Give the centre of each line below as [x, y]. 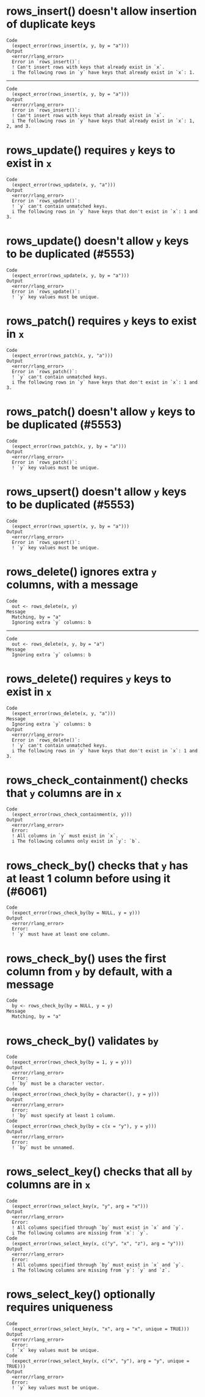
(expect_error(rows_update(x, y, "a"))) [64, 185]
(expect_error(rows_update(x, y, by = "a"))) [71, 276]
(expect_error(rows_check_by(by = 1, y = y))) [72, 1062]
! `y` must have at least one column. [61, 934]
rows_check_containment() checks [97, 780]
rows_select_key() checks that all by [99, 1172]
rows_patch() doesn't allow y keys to [101, 411]
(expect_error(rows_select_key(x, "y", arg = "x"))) [80, 1206]
